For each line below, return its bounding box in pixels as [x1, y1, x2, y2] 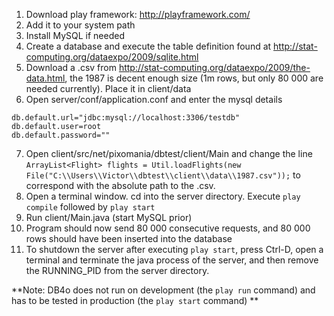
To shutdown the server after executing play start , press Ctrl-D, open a [25, 244, 324, 255]
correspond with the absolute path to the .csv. [25, 180, 216, 191]
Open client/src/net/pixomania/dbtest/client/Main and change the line [25, 148, 313, 159]
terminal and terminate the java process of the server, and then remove [25, 254, 319, 266]
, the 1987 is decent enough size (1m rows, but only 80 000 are [64, 72, 324, 84]
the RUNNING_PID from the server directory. [25, 265, 210, 276]
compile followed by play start [25, 201, 156, 213]
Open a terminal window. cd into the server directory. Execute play [25, 190, 301, 202]
